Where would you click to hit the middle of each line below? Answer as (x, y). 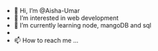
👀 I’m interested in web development (66, 18)
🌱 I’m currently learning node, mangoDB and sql (82, 25)
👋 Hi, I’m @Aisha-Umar (47, 11)
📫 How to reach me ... (46, 40)
